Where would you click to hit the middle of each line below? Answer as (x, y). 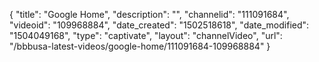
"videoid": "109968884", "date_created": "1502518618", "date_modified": (159, 25)
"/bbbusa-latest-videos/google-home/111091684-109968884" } (140, 46)
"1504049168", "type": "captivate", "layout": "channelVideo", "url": (146, 35)
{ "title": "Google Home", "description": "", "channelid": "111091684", (149, 14)
